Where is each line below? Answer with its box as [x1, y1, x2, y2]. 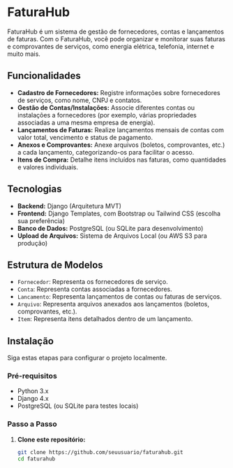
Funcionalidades [7, 70, 82, 82]
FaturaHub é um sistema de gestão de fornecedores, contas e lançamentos [7, 27, 225, 36]
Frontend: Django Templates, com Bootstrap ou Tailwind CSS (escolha [17, 209, 221, 218]
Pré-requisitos [7, 371, 57, 381]
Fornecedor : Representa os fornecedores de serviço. [17, 278, 169, 286]
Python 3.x [17, 387, 49, 395]
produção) [17, 239, 47, 247]
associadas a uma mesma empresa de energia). [17, 118, 156, 127]
